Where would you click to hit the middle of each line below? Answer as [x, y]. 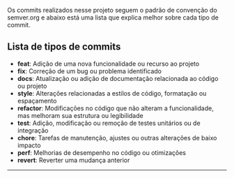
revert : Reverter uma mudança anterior [73, 160]
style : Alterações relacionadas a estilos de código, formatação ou [112, 93]
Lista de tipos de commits [64, 47]
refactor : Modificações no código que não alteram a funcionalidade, [115, 108]
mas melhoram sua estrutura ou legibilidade [80, 115]
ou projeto [32, 86]
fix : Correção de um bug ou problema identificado [89, 71]
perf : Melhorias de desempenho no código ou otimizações [102, 152]
